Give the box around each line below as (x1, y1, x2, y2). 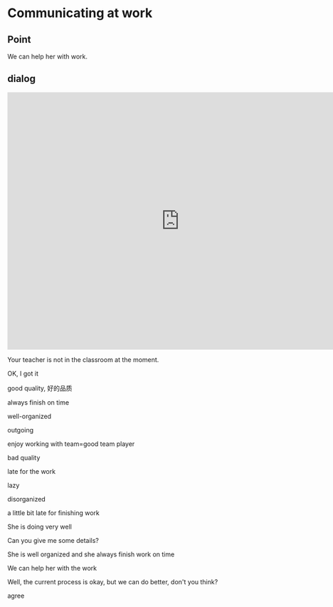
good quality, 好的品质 (7, 383, 73, 393)
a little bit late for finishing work (7, 508, 100, 517)
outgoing (7, 425, 34, 434)
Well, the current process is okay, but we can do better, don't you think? (7, 577, 218, 586)
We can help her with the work (7, 564, 97, 572)
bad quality (7, 453, 41, 462)
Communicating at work (7, 5, 153, 21)
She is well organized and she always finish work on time (7, 550, 175, 559)
